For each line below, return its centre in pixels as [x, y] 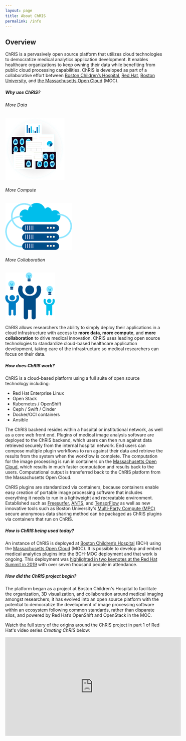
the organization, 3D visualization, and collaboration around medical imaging [84, 594]
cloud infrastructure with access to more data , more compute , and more [81, 333]
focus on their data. [25, 354]
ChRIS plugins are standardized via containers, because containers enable [82, 487]
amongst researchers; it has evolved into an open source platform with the [82, 599]
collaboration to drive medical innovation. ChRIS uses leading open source [83, 338]
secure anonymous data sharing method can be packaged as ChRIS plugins [83, 514]
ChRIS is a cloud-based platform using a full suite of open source [72, 378]
